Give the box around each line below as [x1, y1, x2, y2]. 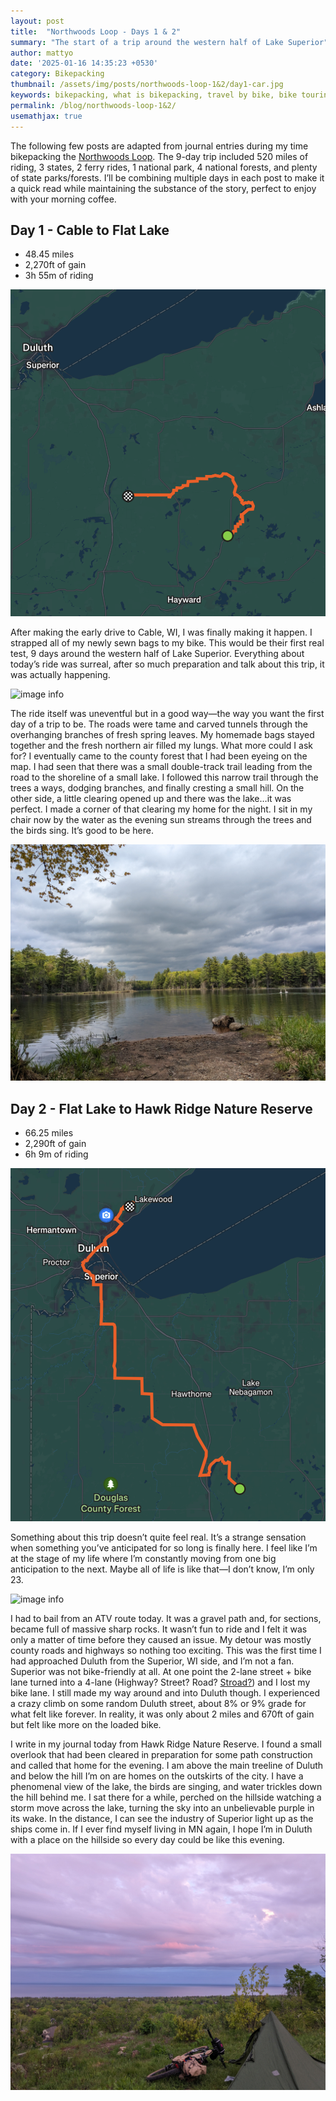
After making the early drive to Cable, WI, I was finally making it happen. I [10, 626, 313, 639]
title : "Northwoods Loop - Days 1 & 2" [10, 26, 182, 37]
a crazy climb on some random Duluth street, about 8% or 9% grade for [10, 1698, 307, 1710]
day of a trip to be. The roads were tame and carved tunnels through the [10, 718, 308, 730]
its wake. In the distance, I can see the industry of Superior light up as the [10, 1813, 314, 1825]
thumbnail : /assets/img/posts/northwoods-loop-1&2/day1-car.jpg [10, 80, 284, 90]
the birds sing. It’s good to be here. [10, 825, 154, 837]
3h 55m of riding [24, 270, 94, 282]
